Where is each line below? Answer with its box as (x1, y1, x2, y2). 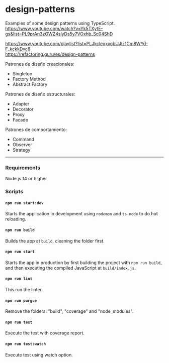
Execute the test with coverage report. (5, 330, 84, 336)
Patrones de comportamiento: (5, 127, 67, 133)
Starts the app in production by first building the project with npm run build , (5, 260, 162, 266)
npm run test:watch (5, 341, 46, 346)
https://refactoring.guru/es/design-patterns (5, 51, 96, 57)
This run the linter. (5, 286, 43, 292)
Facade (12, 116, 29, 123)
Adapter (12, 100, 30, 106)
